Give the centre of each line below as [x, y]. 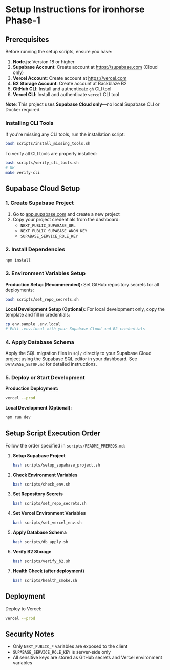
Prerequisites [27, 39]
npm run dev [18, 417]
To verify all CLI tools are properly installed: [51, 154]
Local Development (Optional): [39, 408]
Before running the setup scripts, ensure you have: [59, 52]
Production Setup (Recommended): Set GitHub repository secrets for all [82, 284]
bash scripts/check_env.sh [41, 484]
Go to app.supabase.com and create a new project [66, 214]
